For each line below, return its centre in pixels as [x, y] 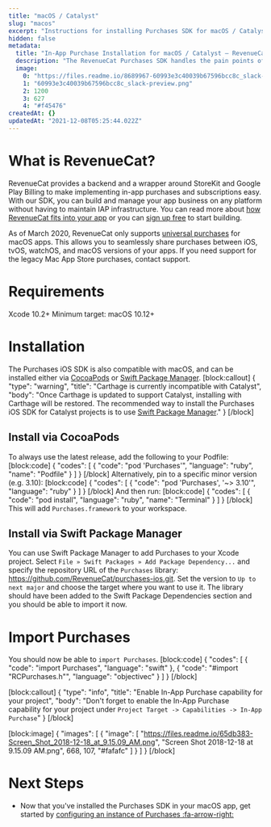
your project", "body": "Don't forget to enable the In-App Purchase [119, 701]
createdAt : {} [32, 114]
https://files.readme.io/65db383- [199, 734]
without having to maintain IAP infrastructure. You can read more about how [134, 209]
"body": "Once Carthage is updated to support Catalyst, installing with [125, 395]
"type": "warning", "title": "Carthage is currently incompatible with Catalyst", [135, 386]
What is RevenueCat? [82, 161]
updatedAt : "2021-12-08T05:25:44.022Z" [75, 121]
